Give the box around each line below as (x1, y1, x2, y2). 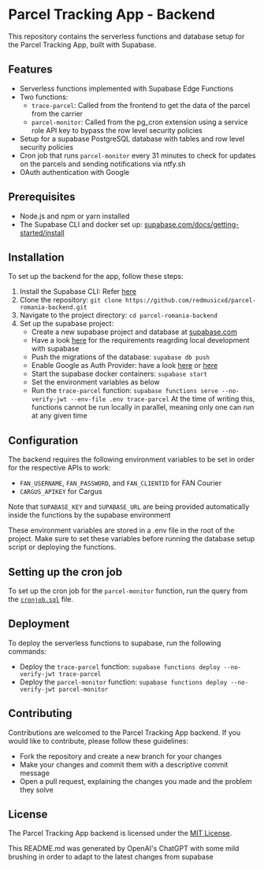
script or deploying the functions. (8, 542, 117, 552)
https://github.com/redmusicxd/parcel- (125, 297, 256, 305)
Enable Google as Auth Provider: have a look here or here (31, 361, 218, 370)
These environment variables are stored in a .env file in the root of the (8, 525, 235, 535)
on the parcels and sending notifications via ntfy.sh (19, 159, 186, 169)
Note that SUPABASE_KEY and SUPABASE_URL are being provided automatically (8, 502, 250, 511)
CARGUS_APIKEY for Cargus (19, 487, 102, 496)
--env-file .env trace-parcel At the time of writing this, (70, 394, 255, 403)
